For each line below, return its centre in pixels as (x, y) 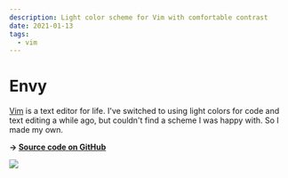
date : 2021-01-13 (41, 26)
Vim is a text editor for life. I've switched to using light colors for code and (144, 111)
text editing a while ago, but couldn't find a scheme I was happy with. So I (144, 120)
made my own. (36, 130)
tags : (19, 34)
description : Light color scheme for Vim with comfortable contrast (139, 17)
